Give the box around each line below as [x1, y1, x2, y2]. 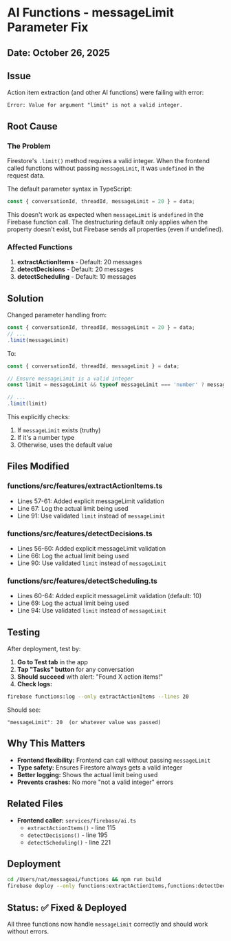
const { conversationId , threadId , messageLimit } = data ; [7, 363, 180, 370]
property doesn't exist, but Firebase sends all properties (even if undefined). [7, 225, 223, 233]
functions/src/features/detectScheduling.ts [7, 576, 158, 586]
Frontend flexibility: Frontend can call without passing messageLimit [16, 756, 211, 764]
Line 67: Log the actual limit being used [16, 504, 129, 512]
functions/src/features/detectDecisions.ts [7, 529, 153, 538]
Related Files [7, 798, 64, 810]
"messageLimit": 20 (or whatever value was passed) [7, 719, 162, 726]
